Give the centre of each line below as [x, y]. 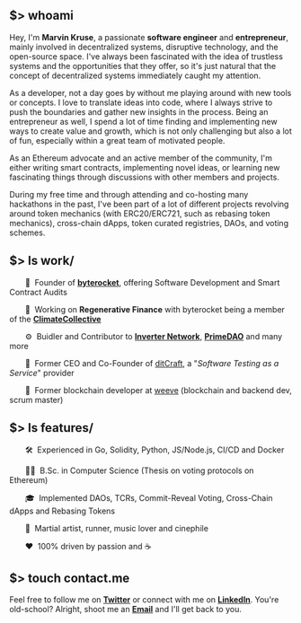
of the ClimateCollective [55, 319]
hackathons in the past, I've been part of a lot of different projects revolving [149, 204]
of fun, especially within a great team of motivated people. [117, 140]
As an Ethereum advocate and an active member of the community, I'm [141, 158]
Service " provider [42, 373]
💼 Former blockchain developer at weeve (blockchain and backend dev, [159, 390]
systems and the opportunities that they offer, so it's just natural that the [143, 66]
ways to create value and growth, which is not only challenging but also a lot [150, 131]
